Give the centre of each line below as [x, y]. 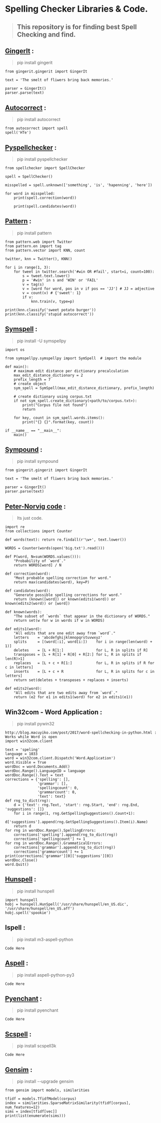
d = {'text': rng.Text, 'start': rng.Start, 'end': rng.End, [76, 805]
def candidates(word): [28, 591]
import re [15, 527]
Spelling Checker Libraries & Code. [77, 9]
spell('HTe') [18, 133]
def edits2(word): [23, 689]
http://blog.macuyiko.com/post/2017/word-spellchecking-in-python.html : [81, 733]
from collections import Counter [39, 531]
